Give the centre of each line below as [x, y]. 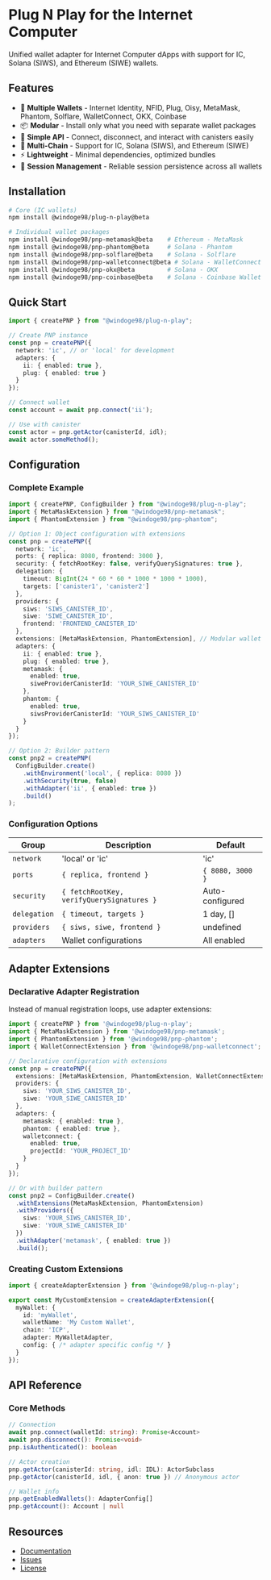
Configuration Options [53, 824]
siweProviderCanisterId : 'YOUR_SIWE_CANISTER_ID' [115, 684]
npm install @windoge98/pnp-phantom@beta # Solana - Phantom [120, 248]
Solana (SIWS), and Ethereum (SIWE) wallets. [83, 63]
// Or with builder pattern [56, 1188]
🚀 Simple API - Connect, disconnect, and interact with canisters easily [137, 137]
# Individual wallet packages [59, 232]
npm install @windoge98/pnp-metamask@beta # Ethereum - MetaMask [126, 240]
